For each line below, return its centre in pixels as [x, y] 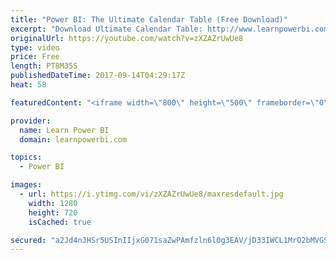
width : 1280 [53, 203]
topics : [26, 157]
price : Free [35, 57]
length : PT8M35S [44, 66]
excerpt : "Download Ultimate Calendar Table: [106, 29]
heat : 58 [28, 85]
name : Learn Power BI [64, 130]
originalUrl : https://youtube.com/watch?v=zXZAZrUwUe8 [127, 38]
